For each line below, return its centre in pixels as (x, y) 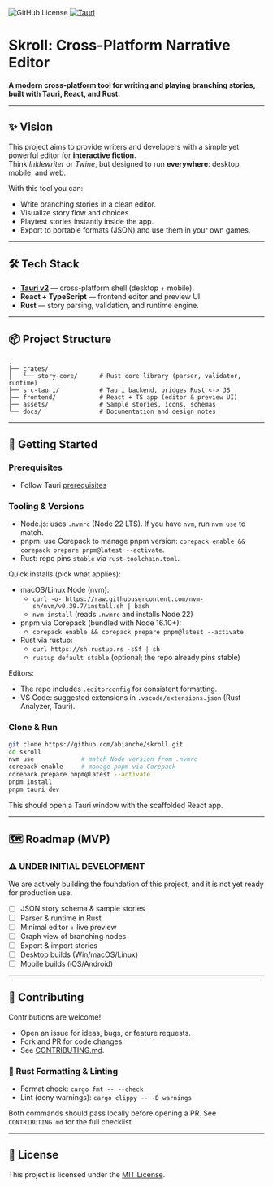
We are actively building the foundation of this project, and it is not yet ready (136, 884)
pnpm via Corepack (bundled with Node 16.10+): (101, 623)
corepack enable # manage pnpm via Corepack (92, 767)
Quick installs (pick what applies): (65, 574)
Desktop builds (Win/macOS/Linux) (79, 954)
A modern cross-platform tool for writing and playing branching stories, (132, 85)
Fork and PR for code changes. (72, 1041)
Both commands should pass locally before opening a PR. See (113, 1113)
